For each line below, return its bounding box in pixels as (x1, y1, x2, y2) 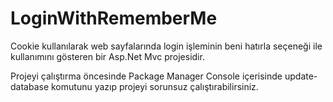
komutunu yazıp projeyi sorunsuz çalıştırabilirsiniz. (51, 80, 259, 92)
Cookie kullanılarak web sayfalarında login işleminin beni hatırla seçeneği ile (10, 40, 323, 52)
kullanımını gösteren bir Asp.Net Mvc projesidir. (10, 50, 205, 62)
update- (284, 70, 318, 82)
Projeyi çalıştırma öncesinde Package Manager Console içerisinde (10, 70, 283, 82)
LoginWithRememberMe (10, 7, 218, 30)
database (10, 80, 50, 92)
